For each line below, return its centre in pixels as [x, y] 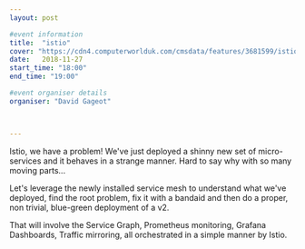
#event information [46, 34]
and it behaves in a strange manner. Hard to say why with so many [167, 161]
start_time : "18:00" [49, 68]
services [25, 161]
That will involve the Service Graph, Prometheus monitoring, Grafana [138, 224]
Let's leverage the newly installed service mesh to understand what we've [148, 188]
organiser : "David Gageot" [60, 101]
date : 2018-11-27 [46, 60]
